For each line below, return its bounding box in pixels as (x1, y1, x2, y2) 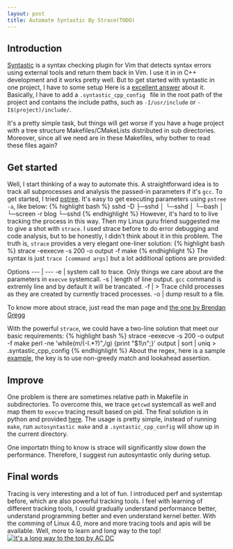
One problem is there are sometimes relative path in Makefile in (7, 392, 189, 401)
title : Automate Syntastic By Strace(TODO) (7, 17, 136, 24)
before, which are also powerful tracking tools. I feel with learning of (7, 497, 203, 505)
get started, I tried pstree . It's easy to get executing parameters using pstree (7, 195, 227, 203)
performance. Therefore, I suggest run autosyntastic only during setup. (7, 451, 211, 459)
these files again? (7, 141, 58, 150)
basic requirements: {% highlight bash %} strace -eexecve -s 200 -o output (7, 332, 225, 340)
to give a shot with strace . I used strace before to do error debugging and (7, 225, 219, 233)
